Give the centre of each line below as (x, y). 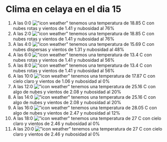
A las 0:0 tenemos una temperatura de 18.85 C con (83, 23)
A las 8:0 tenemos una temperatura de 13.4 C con (82, 65)
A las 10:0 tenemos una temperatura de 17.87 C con (84, 76)
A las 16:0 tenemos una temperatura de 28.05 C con (85, 108)
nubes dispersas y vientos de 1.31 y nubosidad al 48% (68, 49)
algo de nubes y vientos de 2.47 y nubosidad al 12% (67, 113)
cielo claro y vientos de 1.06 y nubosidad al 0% (61, 81)
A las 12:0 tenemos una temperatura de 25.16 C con (84, 86)
